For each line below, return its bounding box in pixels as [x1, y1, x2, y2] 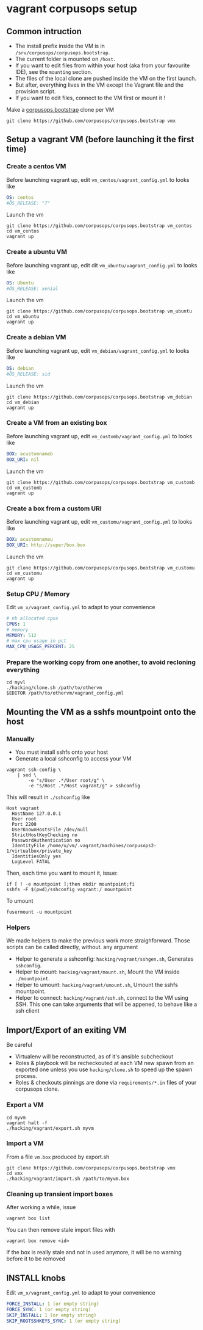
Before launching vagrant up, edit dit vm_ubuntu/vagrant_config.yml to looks [6, 261, 198, 269]
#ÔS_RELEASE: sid [6, 371, 51, 377]
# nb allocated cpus [6, 615, 59, 621]
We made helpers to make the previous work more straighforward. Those [6, 937, 190, 944]
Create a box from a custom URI [6, 504, 102, 513]
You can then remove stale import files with [6, 1226, 115, 1234]
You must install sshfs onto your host [15, 748, 109, 756]
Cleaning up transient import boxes [6, 1190, 113, 1198]
